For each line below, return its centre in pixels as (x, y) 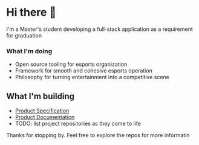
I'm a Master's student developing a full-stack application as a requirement (100, 29)
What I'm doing (29, 51)
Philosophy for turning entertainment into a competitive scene (92, 77)
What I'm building (40, 96)
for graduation (24, 35)
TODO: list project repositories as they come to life (78, 124)
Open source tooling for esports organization (71, 64)
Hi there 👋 (31, 12)
